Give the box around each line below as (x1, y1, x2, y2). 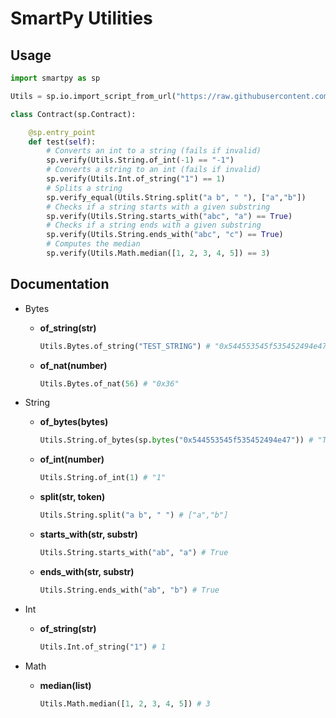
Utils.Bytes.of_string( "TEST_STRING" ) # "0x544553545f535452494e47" (39, 341, 332, 351)
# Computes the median (46, 239, 141, 249)
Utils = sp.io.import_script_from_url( (10, 91, 177, 101)
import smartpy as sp (10, 73, 101, 83)
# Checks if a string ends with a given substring (46, 220, 262, 231)
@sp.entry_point (28, 127, 97, 137)
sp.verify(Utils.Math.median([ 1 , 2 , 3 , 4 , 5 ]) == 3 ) (46, 248, 271, 258)
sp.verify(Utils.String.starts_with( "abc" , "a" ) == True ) (46, 211, 293, 221)
